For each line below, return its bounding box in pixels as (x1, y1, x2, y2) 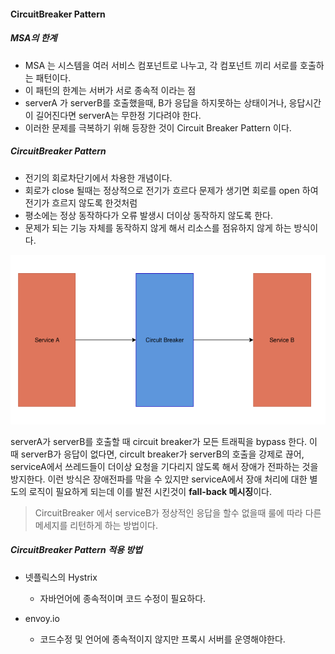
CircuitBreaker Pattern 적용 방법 (10, 544, 143, 556)
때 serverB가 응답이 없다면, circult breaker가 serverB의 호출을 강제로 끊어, (10, 448, 305, 460)
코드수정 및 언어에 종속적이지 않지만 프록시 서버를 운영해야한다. (39, 633, 286, 645)
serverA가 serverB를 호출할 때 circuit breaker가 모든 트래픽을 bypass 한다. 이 (10, 435, 318, 447)
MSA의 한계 (10, 32, 58, 44)
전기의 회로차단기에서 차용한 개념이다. (24, 171, 173, 184)
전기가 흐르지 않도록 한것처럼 (24, 196, 138, 209)
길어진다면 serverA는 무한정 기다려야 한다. (35, 109, 202, 121)
